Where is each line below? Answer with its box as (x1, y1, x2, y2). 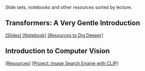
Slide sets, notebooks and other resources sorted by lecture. (5, 5, 132, 10)
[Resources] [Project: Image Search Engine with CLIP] (5, 60, 119, 66)
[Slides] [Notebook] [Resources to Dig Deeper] (5, 32, 103, 38)
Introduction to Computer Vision (5, 47, 110, 55)
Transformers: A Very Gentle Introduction (5, 19, 140, 27)
